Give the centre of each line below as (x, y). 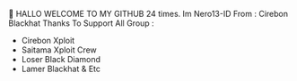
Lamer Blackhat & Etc (61, 69)
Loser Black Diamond (61, 59)
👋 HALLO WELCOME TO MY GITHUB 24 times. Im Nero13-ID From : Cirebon (148, 14)
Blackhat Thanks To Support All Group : (81, 23)
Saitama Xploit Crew (59, 50)
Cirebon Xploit (48, 40)
